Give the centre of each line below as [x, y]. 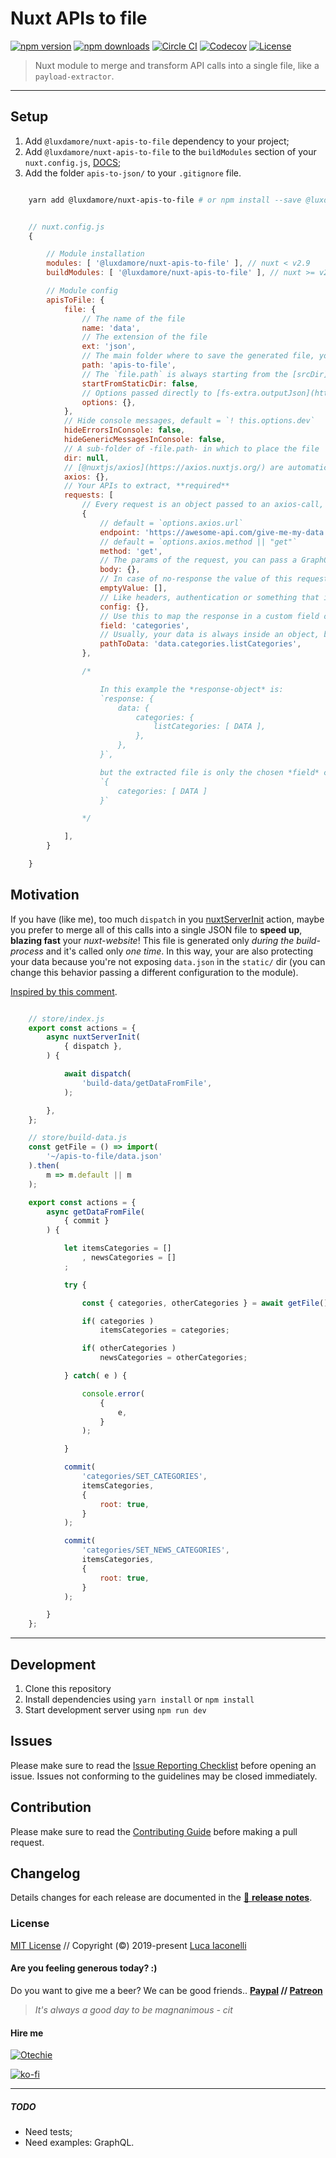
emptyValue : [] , [133, 588]
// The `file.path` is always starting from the [184, 374]
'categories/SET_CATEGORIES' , [144, 1477]
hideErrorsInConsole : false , [124, 430]
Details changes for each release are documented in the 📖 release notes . [161, 1898]
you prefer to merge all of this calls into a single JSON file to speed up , [156, 929]
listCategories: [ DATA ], [210, 727]
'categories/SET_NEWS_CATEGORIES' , [155, 1550]
